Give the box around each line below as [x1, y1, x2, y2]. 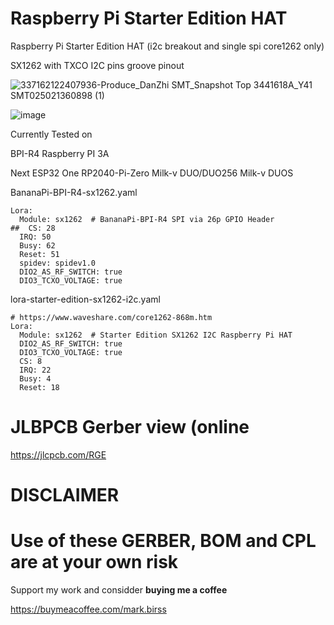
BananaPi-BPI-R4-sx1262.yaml [10, 186, 138, 198]
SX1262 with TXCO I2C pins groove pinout [10, 59, 185, 71]
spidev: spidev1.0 [19, 258, 97, 268]
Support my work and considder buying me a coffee [10, 584, 228, 596]
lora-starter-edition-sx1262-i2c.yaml [10, 293, 161, 305]
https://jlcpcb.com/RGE [10, 448, 107, 461]
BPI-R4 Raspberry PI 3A [10, 147, 110, 159]
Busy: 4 [19, 373, 52, 384]
